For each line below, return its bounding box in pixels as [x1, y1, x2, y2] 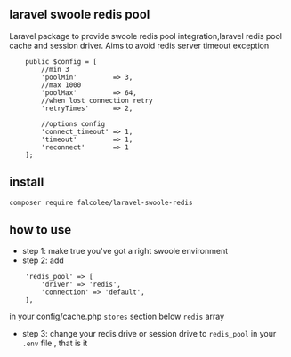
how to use [9, 222, 72, 238]
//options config [41, 119, 105, 128]
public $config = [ [25, 57, 98, 66]
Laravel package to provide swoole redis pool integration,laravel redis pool [9, 30, 283, 41]
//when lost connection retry [41, 96, 153, 105]
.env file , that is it [21, 337, 88, 349]
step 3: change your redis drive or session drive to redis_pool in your [21, 329, 277, 339]
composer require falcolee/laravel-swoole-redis [9, 198, 193, 207]
